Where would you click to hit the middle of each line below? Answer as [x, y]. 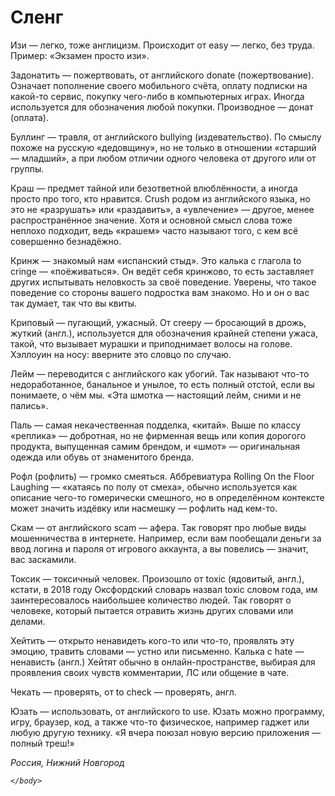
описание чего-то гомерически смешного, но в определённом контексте [167, 497]
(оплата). [30, 117]
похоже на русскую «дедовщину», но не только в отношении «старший [163, 147]
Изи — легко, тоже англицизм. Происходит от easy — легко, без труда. [162, 45]
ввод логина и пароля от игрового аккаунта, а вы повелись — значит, [159, 548]
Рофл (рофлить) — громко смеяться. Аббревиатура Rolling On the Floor [162, 476]
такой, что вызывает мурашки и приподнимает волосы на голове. [151, 343]
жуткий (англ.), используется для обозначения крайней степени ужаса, [164, 333]
